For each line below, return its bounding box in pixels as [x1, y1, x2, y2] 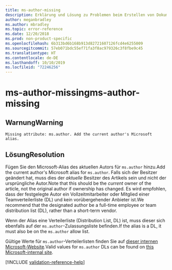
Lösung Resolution [5, 150, 65, 159]
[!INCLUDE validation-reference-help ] [5, 259, 85, 265]
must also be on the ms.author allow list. [5, 228, 90, 234]
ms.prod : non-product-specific [5, 36, 72, 42]
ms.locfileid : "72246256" [5, 65, 60, 70]
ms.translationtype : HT [5, 50, 56, 55]
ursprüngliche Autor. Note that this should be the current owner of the [5, 180, 152, 186]
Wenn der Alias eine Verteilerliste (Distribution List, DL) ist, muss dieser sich [5, 217, 165, 223]
